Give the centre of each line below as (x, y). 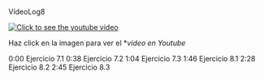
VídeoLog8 (27, 12)
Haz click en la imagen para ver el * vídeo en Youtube (97, 43)
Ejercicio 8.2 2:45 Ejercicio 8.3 (59, 67)
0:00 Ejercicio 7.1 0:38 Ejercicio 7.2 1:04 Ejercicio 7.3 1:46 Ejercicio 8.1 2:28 (132, 59)
